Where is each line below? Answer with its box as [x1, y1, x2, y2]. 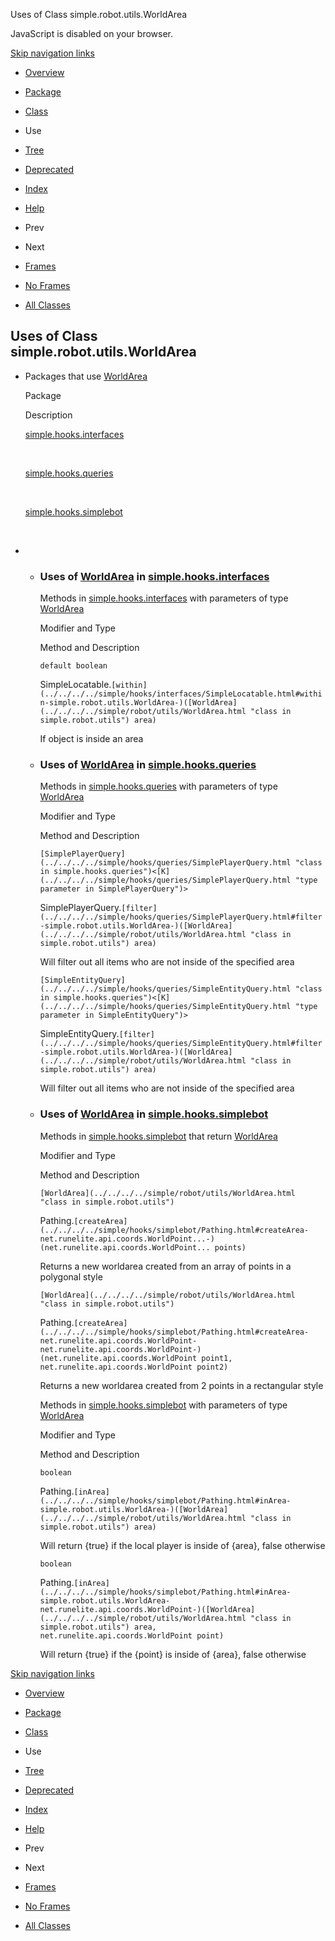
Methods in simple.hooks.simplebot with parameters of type [39, 1399, 288, 1411]
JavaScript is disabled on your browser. [10, 28, 174, 39]
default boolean [39, 661, 108, 671]
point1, [201, 1353, 233, 1363]
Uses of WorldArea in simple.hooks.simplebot [39, 1107, 269, 1121]
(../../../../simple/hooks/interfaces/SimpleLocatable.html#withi [39, 689, 323, 699]
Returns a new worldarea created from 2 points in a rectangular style [39, 1379, 324, 1391]
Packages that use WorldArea [24, 370, 148, 382]
